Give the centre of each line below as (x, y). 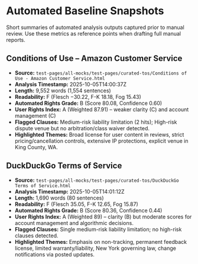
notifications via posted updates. (54, 254)
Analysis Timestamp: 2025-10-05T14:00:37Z (71, 84)
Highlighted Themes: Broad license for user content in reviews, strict (99, 134)
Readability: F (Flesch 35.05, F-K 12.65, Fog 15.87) (76, 204)
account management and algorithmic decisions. (74, 223)
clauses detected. (36, 236)
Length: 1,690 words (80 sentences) (59, 198)
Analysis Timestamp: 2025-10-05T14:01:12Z (70, 191)
